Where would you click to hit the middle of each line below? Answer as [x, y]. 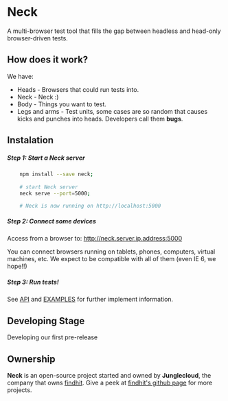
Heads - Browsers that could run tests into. [78, 89]
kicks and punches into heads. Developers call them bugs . [100, 119]
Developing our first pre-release [53, 337]
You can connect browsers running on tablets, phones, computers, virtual [111, 252]
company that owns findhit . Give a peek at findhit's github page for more [110, 383]
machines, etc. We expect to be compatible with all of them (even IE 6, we [112, 259]
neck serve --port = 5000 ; [55, 193]
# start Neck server [49, 187]
